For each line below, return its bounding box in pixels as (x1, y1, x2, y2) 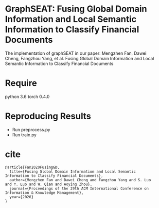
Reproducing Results (5, 111, 91, 122)
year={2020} (9, 194, 34, 199)
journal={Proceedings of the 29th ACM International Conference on (9, 186, 149, 191)
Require (5, 78, 37, 89)
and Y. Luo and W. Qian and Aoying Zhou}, (5, 182, 92, 187)
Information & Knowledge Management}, (5, 190, 84, 195)
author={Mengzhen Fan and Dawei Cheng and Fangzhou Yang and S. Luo (9, 177, 151, 182)
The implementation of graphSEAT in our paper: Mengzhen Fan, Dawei (5, 50, 147, 56)
